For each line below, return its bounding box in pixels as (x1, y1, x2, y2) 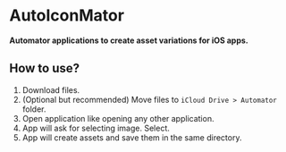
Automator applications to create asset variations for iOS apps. (9, 35, 248, 46)
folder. (21, 104, 46, 114)
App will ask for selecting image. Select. (21, 122, 170, 133)
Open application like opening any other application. (21, 113, 214, 123)
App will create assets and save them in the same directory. (21, 131, 242, 143)
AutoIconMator (9, 5, 125, 26)
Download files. (21, 84, 80, 95)
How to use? (9, 61, 80, 76)
